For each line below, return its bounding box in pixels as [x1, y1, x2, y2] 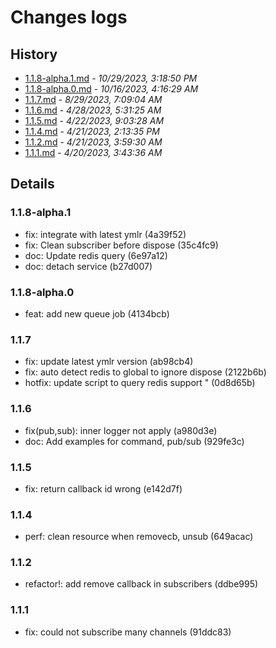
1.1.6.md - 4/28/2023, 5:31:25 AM [24, 104, 162, 116]
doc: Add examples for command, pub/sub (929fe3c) [24, 435, 245, 447]
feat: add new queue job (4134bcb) [24, 307, 170, 320]
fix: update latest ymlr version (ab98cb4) [24, 356, 194, 368]
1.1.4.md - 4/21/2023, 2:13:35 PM [24, 126, 160, 137]
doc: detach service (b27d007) [24, 260, 153, 272]
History [10, 46, 58, 63]
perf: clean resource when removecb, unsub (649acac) [24, 531, 254, 543]
